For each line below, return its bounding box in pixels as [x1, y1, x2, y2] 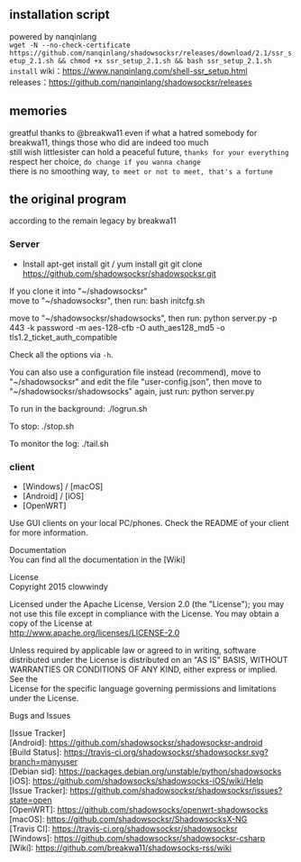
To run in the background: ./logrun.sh [9, 403, 148, 413]
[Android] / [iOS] [22, 491, 85, 502]
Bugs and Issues [9, 711, 71, 721]
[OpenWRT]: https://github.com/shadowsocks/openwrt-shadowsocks [9, 804, 269, 815]
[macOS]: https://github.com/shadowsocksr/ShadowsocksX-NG [9, 814, 248, 825]
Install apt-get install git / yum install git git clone [22, 259, 203, 269]
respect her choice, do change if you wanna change [9, 156, 201, 167]
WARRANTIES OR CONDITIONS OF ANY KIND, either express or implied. [9, 664, 278, 675]
